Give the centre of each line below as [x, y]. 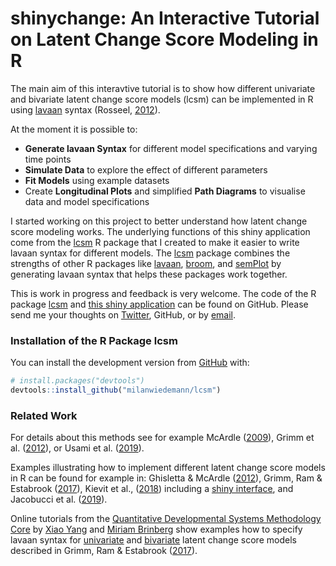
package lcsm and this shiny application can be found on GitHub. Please [159, 304]
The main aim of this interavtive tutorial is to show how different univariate [163, 88]
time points [48, 159]
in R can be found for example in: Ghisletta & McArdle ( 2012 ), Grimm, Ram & [166, 478]
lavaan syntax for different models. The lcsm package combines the [150, 253]
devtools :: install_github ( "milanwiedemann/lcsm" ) [116, 390]
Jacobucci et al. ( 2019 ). [59, 499]
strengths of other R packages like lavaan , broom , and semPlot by [146, 263]
